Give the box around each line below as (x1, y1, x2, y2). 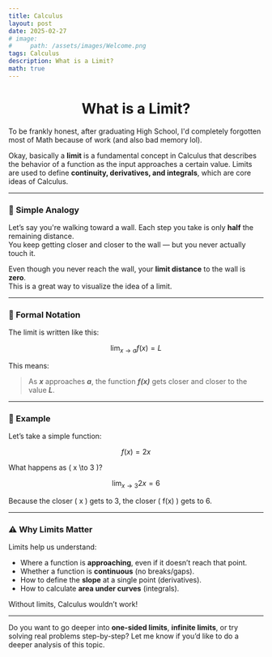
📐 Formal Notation (8, 309, 81, 320)
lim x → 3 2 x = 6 (112, 479, 160, 490)
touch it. (8, 248, 36, 258)
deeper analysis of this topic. (8, 640, 105, 650)
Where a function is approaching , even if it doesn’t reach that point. (19, 558, 248, 568)
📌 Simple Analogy (8, 204, 79, 215)
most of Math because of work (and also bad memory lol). (8, 134, 202, 144)
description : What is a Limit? (8, 58, 114, 66)
